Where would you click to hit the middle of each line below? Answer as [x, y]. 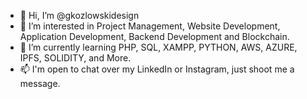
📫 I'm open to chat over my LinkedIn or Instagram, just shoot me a [157, 69]
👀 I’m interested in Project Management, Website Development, [150, 26]
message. [40, 83]
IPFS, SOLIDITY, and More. [75, 58]
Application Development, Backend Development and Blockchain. [154, 36]
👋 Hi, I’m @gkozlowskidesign [79, 15]
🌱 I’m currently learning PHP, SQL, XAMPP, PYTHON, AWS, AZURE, [158, 47]
